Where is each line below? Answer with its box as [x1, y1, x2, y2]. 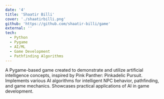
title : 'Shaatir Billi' [5, 12, 55, 17]
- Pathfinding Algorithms [9, 53, 64, 59]
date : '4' [5, 7, 26, 12]
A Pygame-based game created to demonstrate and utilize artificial [5, 67, 143, 73]
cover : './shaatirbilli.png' [5, 16, 66, 21]
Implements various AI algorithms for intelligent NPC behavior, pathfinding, [5, 78, 159, 84]
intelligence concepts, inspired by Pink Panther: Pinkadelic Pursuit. [5, 73, 142, 79]
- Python [9, 35, 28, 40]
